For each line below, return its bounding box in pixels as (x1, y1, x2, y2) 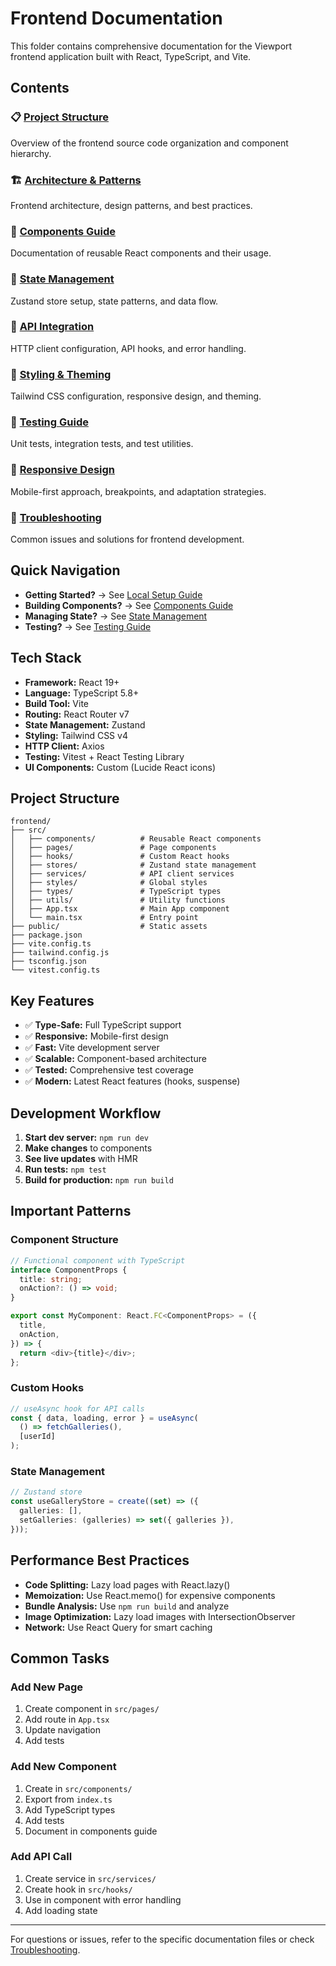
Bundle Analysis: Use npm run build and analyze (24, 1600, 230, 1612)
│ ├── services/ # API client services (10, 869, 235, 879)
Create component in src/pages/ (24, 1703, 160, 1715)
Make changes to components (24, 1142, 153, 1154)
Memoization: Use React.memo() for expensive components (24, 1589, 276, 1601)
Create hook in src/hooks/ (24, 1883, 133, 1895)
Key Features (10, 992, 95, 1009)
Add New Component (10, 1760, 117, 1774)
